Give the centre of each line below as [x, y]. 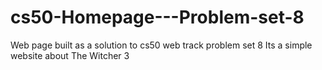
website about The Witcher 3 [70, 55]
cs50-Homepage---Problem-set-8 [157, 17]
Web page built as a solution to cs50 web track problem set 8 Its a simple [161, 45]
